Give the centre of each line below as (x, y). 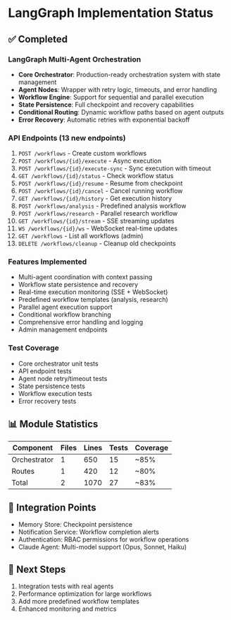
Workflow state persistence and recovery (78, 285)
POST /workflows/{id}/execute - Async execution (89, 161)
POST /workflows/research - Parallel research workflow (98, 214)
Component (33, 448)
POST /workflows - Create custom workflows (82, 153)
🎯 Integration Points (52, 507)
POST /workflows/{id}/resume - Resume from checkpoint (100, 183)
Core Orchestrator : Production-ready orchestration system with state (119, 74)
